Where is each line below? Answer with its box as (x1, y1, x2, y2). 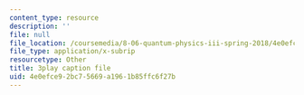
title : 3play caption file (9, 64, 111, 73)
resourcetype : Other (9, 55, 88, 64)
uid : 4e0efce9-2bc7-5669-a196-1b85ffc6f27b (9, 72, 176, 81)
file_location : (9, 38, 67, 48)
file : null (9, 30, 51, 39)
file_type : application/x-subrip (9, 47, 136, 56)
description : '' (9, 22, 71, 31)
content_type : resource (9, 13, 100, 23)
